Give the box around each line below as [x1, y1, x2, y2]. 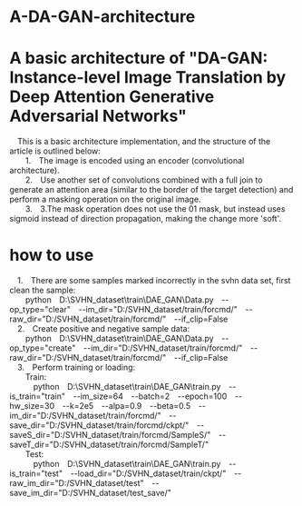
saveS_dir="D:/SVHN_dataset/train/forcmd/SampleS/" [9, 430, 211, 441]
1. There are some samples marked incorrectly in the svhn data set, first [17, 275, 291, 286]
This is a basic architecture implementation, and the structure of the [17, 136, 271, 147]
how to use [9, 245, 94, 265]
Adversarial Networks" [9, 106, 188, 126]
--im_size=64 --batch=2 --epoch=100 [73, 391, 228, 402]
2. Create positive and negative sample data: [17, 323, 190, 334]
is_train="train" [9, 391, 66, 402]
